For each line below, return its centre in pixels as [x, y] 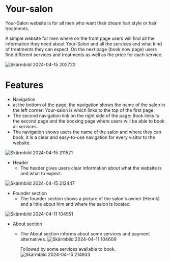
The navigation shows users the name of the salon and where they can [87, 132]
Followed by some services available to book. [68, 249]
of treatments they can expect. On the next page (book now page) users [81, 49]
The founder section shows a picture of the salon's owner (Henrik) [90, 198]
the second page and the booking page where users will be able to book [89, 121]
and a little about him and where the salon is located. [76, 204]
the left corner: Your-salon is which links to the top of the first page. [84, 110]
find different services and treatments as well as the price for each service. [84, 55]
